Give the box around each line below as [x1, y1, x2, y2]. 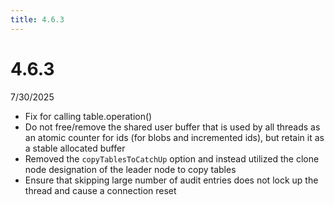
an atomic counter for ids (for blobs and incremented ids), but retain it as [24, 131, 325, 143]
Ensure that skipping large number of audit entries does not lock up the [24, 174, 319, 186]
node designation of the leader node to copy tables [24, 163, 237, 175]
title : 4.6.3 [10, 14, 65, 25]
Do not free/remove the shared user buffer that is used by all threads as [24, 121, 321, 133]
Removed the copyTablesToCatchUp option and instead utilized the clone [24, 152, 320, 165]
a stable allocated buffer [24, 142, 126, 154]
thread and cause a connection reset [24, 184, 177, 196]
